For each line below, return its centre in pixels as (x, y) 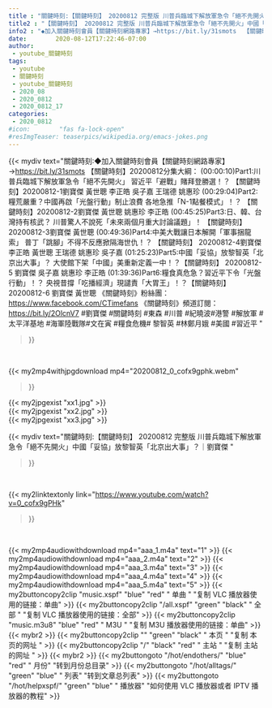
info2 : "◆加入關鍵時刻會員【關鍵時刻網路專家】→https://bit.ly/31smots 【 (129, 31)
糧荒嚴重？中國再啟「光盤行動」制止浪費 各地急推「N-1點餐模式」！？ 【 (130, 201)
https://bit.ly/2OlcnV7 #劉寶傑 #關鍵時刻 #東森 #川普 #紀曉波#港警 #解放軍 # (136, 313)
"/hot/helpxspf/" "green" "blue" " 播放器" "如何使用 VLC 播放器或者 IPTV (129, 685)
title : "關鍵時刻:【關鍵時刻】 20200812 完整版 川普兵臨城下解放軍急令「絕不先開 (134, 16)
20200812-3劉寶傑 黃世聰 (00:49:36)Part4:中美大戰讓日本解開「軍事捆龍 (130, 231)
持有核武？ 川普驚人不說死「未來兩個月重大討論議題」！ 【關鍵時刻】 (131, 222)
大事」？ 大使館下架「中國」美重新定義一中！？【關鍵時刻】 (123, 262)
